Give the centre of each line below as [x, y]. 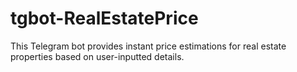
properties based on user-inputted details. [97, 56]
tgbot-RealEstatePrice [104, 18]
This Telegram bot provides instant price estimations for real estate [148, 46]
